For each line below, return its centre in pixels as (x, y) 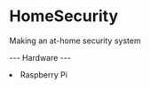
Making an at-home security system (75, 41)
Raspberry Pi (44, 74)
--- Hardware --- (40, 57)
